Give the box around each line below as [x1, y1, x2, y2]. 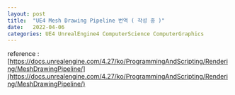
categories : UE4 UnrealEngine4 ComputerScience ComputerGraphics [7, 30, 204, 38]
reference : [7, 50, 40, 58]
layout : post [7, 10, 46, 18]
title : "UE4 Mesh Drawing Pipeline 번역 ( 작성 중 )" [7, 17, 165, 24]
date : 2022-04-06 [7, 23, 65, 30]
